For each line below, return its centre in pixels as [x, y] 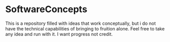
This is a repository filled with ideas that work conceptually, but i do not [81, 23]
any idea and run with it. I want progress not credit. [59, 34]
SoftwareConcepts [46, 9]
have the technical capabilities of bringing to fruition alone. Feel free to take [85, 28]
